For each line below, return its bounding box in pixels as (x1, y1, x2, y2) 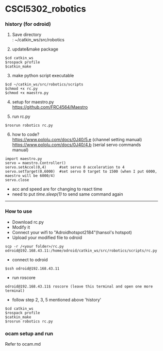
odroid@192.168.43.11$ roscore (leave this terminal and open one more (5, 284, 153, 289)
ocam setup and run (5, 330, 53, 337)
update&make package (12, 46, 59, 52)
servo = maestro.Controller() (5, 161, 66, 166)
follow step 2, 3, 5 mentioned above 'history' (12, 297, 101, 302)
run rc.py (12, 114, 31, 119)
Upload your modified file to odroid (12, 234, 82, 240)
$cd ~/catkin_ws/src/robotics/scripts (5, 82, 83, 87)
